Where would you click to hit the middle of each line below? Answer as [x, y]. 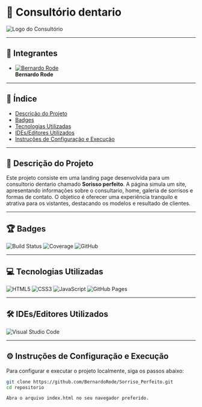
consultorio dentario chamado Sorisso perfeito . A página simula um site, [96, 184]
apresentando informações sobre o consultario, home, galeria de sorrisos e [100, 191]
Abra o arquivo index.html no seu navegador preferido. [78, 398]
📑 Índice [22, 99]
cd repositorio [25, 387]
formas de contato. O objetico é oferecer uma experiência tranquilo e [92, 197]
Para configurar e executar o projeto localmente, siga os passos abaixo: [95, 371]
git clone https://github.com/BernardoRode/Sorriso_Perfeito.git [90, 382]
